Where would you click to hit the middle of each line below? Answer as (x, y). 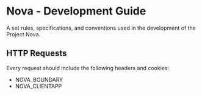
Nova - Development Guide (76, 11)
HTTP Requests (37, 54)
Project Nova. (23, 34)
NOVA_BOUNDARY (39, 79)
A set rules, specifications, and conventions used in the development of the (101, 28)
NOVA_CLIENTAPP (38, 86)
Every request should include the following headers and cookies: (88, 68)
